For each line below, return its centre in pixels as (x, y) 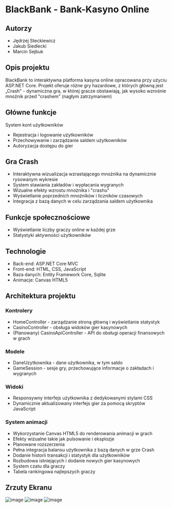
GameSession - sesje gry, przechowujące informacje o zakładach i (83, 368)
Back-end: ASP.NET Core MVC (45, 264)
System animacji (26, 422)
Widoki (14, 387)
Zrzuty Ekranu (29, 488)
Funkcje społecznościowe (48, 217)
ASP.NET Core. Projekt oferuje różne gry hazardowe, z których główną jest (84, 85)
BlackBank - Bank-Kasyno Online (78, 9)
